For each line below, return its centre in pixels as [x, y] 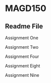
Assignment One [22, 38]
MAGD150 [26, 8]
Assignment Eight [23, 66]
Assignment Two [22, 47]
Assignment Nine [22, 75]
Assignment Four [22, 56]
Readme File [24, 26]
